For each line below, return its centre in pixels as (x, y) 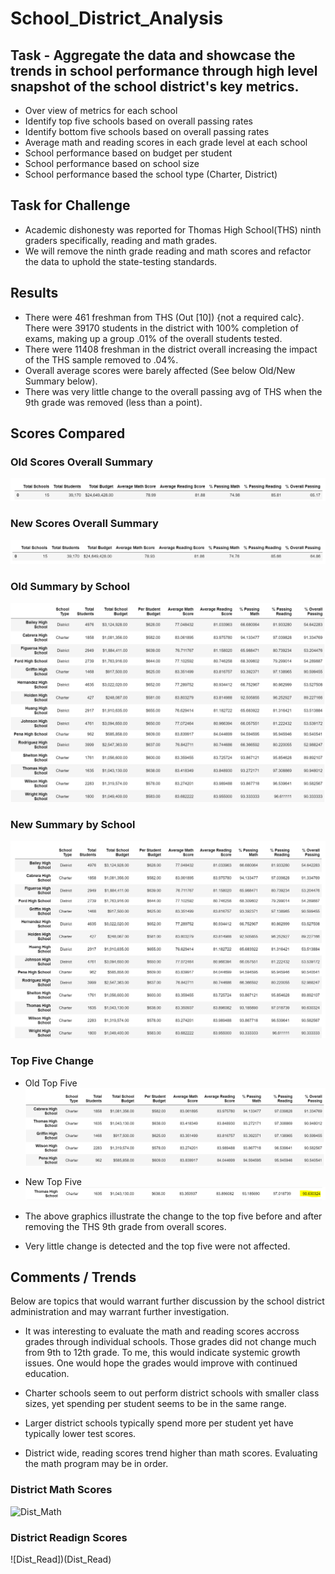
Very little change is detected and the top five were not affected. (157, 1246)
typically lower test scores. (80, 1434)
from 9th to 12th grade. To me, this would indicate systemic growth (162, 1353)
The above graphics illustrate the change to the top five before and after (173, 1216)
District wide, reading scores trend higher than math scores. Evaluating (171, 1453)
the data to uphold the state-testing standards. (121, 261)
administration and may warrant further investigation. (120, 1312)
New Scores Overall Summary (84, 524)
